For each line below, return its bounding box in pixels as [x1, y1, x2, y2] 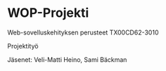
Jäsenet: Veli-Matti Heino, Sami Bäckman [7, 55, 127, 64]
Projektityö [7, 41, 39, 50]
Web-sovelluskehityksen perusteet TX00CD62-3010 [7, 28, 159, 37]
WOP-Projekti [7, 5, 89, 21]
